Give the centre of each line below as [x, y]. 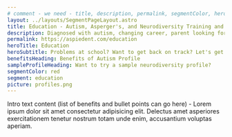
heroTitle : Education [38, 46]
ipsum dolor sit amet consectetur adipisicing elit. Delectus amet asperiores [113, 111]
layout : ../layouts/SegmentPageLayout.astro [72, 20]
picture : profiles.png [40, 84]
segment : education [35, 78]
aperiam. [20, 126]
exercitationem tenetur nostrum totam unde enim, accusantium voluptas [109, 119]
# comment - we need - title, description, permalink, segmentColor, [109, 13]
